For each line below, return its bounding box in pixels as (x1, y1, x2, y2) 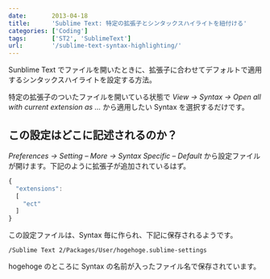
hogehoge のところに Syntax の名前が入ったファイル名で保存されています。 (8, 261, 261, 271)
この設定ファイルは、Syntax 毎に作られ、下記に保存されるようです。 (8, 231, 238, 240)
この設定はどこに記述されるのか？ (8, 128, 178, 142)
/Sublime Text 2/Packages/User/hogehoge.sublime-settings (8, 247, 207, 255)
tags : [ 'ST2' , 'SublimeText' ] (8, 34, 131, 43)
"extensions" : (15, 185, 63, 193)
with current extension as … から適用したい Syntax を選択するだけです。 (8, 102, 249, 112)
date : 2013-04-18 (8, 11, 89, 20)
